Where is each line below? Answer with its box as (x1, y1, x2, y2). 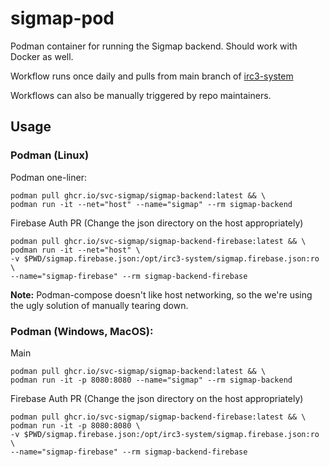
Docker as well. (10, 50, 74, 62)
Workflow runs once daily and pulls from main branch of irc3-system (10, 70, 294, 82)
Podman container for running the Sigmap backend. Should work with (10, 40, 298, 52)
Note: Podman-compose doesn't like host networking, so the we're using (10, 288, 313, 301)
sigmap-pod (10, 7, 115, 30)
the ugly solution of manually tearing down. (10, 299, 189, 311)
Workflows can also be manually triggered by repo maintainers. (10, 89, 272, 101)
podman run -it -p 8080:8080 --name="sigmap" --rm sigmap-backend (10, 375, 293, 385)
